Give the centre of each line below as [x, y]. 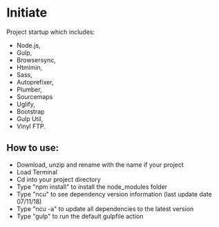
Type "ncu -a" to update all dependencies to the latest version [105, 208]
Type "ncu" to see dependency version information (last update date [114, 194]
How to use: [33, 148]
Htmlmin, [29, 67]
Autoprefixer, [35, 82]
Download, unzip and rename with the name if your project [100, 165]
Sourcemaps [35, 97]
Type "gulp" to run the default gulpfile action [80, 216]
